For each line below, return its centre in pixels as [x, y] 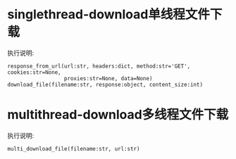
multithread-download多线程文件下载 [118, 115]
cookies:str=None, [34, 72]
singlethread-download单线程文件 [108, 14]
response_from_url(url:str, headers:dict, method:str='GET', [99, 66]
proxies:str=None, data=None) [108, 78]
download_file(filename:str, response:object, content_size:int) [105, 84]
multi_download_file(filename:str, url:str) [74, 148]
